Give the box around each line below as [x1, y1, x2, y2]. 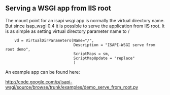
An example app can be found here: [5, 69, 80, 75]
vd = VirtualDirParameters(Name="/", [14, 38, 94, 43]
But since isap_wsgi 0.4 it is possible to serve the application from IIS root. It [5, 23, 165, 29]
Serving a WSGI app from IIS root [5, 4, 112, 13]
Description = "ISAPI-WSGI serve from [73, 42, 156, 47]
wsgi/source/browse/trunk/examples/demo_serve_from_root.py [5, 84, 139, 90]
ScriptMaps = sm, [73, 51, 110, 56]
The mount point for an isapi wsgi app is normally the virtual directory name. [5, 17, 165, 23]
